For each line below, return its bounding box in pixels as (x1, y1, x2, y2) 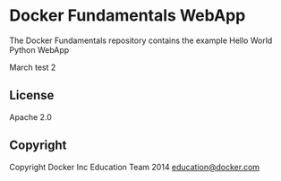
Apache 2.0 (9, 111, 52, 122)
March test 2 (9, 62, 56, 73)
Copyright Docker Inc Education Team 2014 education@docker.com (9, 161, 260, 172)
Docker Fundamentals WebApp (9, 5, 246, 26)
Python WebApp (9, 44, 70, 55)
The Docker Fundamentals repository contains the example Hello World (9, 35, 273, 46)
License (9, 88, 55, 103)
